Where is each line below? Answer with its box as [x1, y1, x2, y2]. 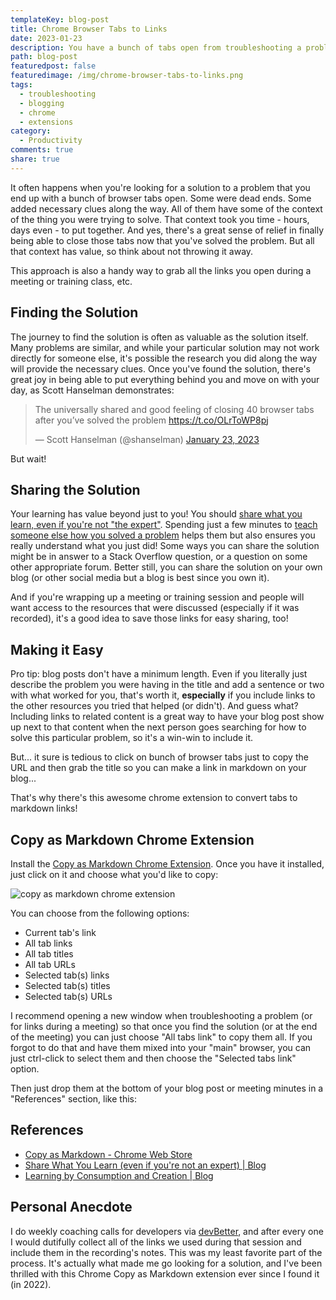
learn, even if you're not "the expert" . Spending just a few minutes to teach [10, 519, 318, 531]
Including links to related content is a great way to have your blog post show [10, 711, 325, 723]
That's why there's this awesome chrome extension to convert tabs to [10, 792, 298, 804]
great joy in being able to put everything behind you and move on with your [10, 373, 320, 385]
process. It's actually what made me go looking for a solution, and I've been [10, 1257, 323, 1269]
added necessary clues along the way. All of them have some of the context [10, 202, 323, 215]
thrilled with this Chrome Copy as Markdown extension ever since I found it [10, 1267, 320, 1280]
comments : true [10, 145, 74, 155]
